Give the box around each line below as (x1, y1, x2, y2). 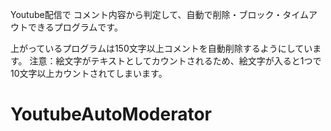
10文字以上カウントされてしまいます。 (10, 68, 168, 79)
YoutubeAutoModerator (10, 103, 212, 126)
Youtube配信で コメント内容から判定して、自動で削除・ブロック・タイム (10, 9, 309, 20)
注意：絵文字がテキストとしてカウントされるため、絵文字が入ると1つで (29, 55, 322, 67)
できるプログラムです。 (27, 21, 123, 33)
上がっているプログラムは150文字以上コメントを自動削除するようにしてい (10, 43, 313, 54)
